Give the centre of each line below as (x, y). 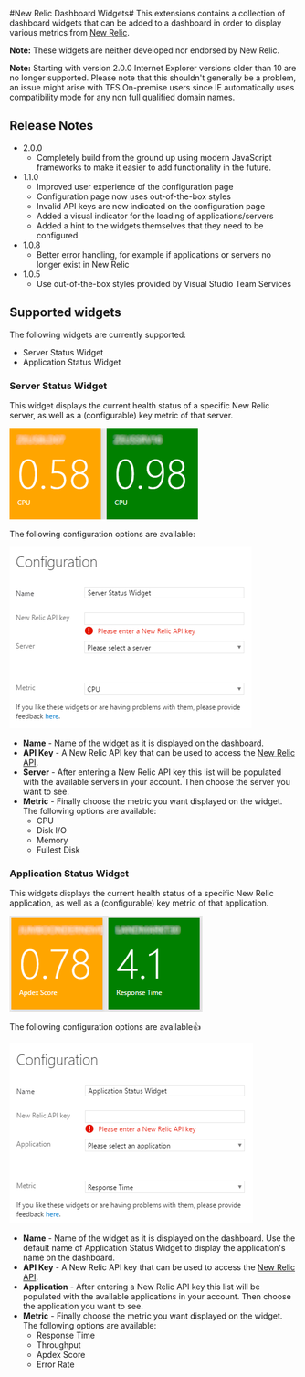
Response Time (66, 1335)
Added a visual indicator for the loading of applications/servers (155, 216)
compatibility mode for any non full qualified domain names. (122, 97)
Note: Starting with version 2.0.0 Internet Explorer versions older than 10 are (153, 68)
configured (57, 235)
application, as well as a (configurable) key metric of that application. (139, 903)
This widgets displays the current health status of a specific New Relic (142, 894)
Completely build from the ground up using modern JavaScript (154, 157)
